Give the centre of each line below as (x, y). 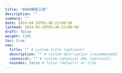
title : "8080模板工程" (26, 9)
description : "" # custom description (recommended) (64, 54)
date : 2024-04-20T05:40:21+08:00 (39, 23)
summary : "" (17, 18)
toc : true (15, 41)
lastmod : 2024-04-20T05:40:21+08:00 (42, 27)
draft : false (18, 32)
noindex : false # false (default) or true (53, 63)
